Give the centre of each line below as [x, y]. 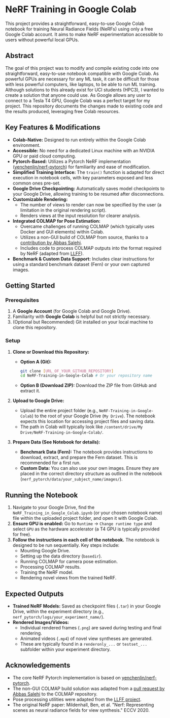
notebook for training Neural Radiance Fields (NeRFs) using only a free [79, 29]
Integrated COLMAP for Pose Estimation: [56, 221]
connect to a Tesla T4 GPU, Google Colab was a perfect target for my [78, 100]
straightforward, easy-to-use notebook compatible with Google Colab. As [82, 73]
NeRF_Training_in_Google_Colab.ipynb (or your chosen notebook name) [87, 513]
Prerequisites [22, 300]
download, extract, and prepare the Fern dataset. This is [79, 458]
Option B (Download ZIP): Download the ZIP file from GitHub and [88, 385]
